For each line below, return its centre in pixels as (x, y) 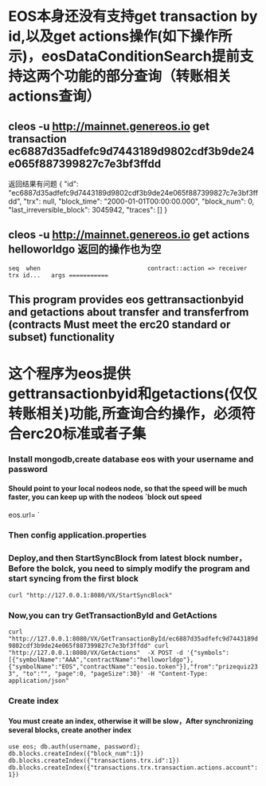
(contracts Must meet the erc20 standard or (119, 325)
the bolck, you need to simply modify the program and (143, 569)
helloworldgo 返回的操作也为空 (85, 250)
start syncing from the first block (74, 578)
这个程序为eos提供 (70, 374)
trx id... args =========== (59, 275)
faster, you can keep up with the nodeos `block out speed (105, 497)
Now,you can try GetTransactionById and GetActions (113, 615)
